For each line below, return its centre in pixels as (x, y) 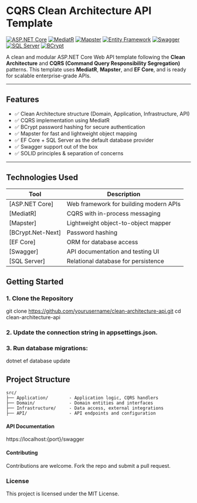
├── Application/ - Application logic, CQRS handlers (82, 398)
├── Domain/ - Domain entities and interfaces (80, 403)
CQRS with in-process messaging (113, 213)
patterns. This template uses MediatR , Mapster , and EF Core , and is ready (96, 69)
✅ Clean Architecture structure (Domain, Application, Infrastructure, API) (102, 114)
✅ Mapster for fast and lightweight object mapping (76, 134)
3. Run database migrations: (47, 348)
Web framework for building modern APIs (124, 204)
